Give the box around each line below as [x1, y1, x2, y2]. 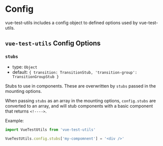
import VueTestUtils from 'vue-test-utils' [5, 127, 96, 132]
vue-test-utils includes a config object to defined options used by [5, 20, 138, 26]
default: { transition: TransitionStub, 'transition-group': [12, 69, 137, 75]
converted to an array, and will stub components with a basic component [5, 103, 153, 109]
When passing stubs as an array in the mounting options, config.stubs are [5, 97, 156, 104]
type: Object [12, 64, 38, 70]
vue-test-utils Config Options [5, 39, 101, 48]
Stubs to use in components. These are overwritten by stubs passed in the [5, 83, 156, 89]
